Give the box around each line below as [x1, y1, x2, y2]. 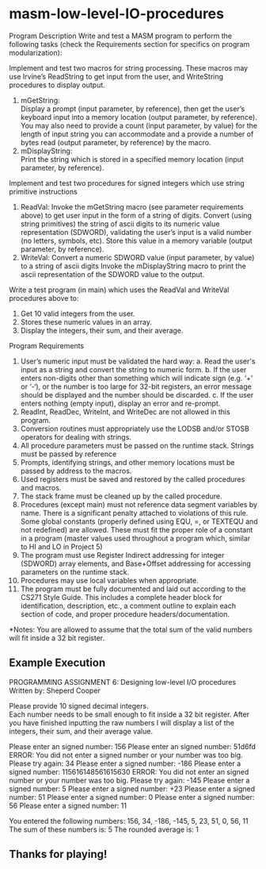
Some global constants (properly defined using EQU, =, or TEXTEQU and [20, 517, 258, 526]
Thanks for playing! [9, 848, 108, 861]
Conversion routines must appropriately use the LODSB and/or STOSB [20, 424, 250, 433]
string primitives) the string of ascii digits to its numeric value [20, 219, 220, 229]
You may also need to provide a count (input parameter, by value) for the [20, 121, 258, 130]
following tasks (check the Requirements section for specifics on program [9, 39, 250, 48]
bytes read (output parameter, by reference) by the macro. [20, 137, 211, 147]
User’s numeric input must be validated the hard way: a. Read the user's [20, 356, 256, 366]
